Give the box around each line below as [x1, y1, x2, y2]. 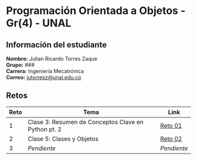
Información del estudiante [6, 40, 107, 50]
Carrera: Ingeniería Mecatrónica [6, 68, 84, 74]
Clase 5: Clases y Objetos [28, 134, 98, 142]
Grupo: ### [6, 61, 35, 68]
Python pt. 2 [28, 125, 62, 133]
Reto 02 [160, 134, 182, 142]
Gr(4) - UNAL [6, 16, 72, 30]
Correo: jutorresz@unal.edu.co [6, 74, 81, 81]
